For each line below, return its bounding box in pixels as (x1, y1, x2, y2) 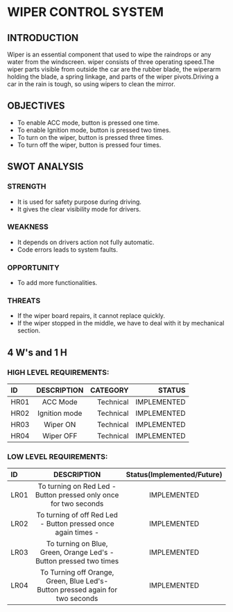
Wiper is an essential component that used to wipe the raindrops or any (7, 50, 212, 58)
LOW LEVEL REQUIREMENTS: (7, 452, 108, 461)
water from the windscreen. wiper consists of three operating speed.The (7, 58, 215, 66)
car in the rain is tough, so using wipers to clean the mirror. (7, 80, 175, 88)
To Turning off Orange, (40, 567, 114, 577)
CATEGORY (89, 385, 129, 395)
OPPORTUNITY (7, 262, 60, 272)
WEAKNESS (7, 222, 49, 232)
